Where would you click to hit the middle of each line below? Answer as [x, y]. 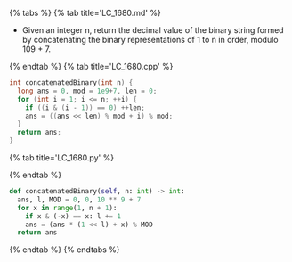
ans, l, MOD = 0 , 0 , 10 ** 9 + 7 [79, 200]
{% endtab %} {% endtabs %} [65, 250]
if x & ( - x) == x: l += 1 [73, 216]
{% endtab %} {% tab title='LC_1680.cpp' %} [91, 66]
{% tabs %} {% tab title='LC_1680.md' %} [85, 13]
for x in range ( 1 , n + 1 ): [67, 208]
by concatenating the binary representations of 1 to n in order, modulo [150, 40]
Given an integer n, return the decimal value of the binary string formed [153, 30]
